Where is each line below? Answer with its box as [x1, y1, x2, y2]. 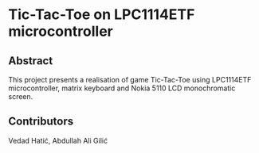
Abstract [8, 54, 53, 67]
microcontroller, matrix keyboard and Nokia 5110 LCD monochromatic [8, 83, 236, 93]
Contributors [8, 115, 74, 128]
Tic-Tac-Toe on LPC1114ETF [8, 6, 195, 24]
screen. [8, 92, 33, 101]
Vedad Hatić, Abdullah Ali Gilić [8, 136, 108, 145]
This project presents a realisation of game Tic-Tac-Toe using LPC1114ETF [8, 75, 252, 84]
